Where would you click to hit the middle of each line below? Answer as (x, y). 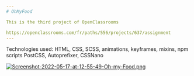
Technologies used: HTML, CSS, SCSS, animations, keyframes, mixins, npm (97, 49)
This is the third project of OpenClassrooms (62, 22)
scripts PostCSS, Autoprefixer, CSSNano (55, 56)
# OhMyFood (19, 11)
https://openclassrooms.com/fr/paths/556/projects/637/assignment (89, 33)
